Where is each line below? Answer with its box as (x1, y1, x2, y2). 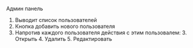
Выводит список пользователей (14, 17, 97, 23)
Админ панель (6, 5, 43, 12)
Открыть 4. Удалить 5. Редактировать (14, 36, 113, 42)
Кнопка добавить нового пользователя (14, 23, 116, 30)
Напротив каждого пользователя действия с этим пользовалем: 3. (14, 29, 187, 36)
